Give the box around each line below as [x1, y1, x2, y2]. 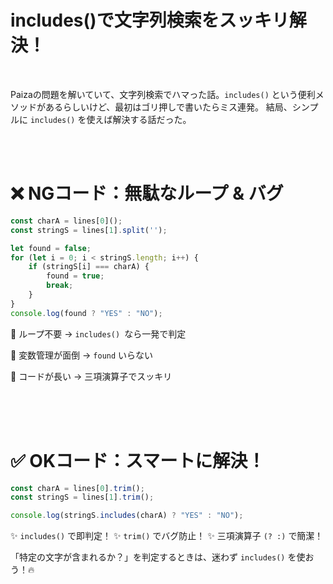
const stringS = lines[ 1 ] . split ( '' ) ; [10, 225, 168, 235]
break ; [46, 281, 74, 291]
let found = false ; [10, 243, 92, 253]
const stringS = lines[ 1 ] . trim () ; [10, 492, 155, 503]
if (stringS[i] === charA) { [28, 262, 150, 272]
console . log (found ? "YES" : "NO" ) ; [10, 308, 163, 318]
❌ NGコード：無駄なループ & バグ [10, 182, 284, 205]
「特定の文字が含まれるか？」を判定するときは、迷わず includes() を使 [10, 551, 306, 563]
